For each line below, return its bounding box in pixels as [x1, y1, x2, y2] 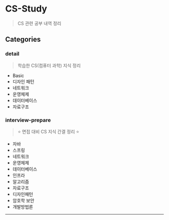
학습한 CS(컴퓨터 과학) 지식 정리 [17, 62, 81, 68]
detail [5, 50, 20, 57]
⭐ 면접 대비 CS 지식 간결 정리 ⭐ [17, 128, 79, 134]
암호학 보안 [12, 197, 35, 203]
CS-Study [5, 3, 47, 15]
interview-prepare [5, 116, 51, 123]
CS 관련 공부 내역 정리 [17, 20, 61, 26]
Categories [5, 35, 41, 44]
